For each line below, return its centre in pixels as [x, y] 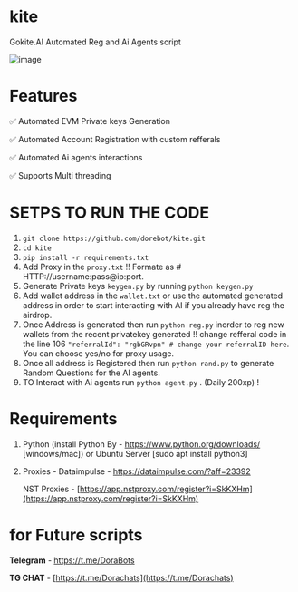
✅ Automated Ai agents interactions [76, 157]
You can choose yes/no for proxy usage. [98, 353]
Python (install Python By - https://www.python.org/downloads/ [141, 444]
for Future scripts [76, 534]
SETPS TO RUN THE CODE [110, 213]
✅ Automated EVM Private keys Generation [90, 121]
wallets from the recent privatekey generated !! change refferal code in [154, 334]
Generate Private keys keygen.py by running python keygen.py [138, 286]
